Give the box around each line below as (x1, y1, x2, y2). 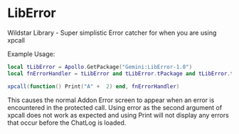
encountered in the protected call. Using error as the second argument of (7, 103, 223, 111)
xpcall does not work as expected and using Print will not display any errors (7, 111, 229, 119)
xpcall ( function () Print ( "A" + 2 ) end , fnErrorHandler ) (7, 83, 180, 90)
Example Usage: (7, 50, 55, 58)
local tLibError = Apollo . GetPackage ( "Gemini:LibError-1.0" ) (7, 63, 193, 70)
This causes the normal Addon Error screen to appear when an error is (7, 96, 215, 104)
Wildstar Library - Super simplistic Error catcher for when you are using (7, 28, 217, 37)
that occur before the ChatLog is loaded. (7, 118, 127, 127)
